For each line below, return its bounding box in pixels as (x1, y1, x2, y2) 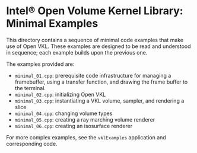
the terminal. (14, 84, 46, 91)
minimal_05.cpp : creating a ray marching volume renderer (14, 116, 155, 123)
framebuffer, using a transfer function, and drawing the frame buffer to (14, 78, 188, 85)
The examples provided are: (6, 60, 75, 68)
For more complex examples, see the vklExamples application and (6, 133, 166, 141)
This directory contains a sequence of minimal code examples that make (6, 36, 184, 43)
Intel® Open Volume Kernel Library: (6, 4, 183, 18)
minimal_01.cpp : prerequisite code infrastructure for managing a (14, 72, 171, 79)
